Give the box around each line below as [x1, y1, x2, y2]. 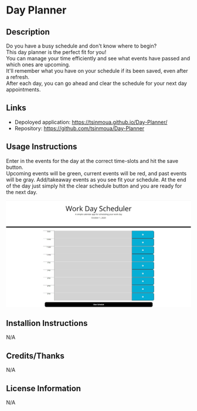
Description [6, 27, 50, 37]
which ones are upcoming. [6, 61, 70, 68]
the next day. [6, 188, 38, 195]
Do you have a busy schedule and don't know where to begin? [6, 42, 157, 49]
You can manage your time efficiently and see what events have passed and [6, 55, 191, 62]
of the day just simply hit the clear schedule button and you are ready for [6, 182, 182, 189]
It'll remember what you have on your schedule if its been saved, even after [6, 67, 188, 74]
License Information [6, 383, 81, 393]
